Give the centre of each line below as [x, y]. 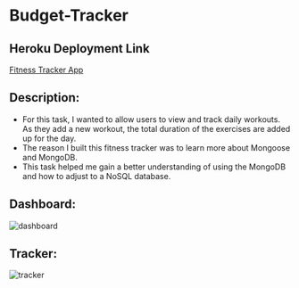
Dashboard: [42, 205]
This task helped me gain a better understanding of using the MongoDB [154, 167]
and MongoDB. [50, 157]
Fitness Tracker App [46, 70]
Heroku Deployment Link [79, 49]
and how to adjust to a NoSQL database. [96, 176]
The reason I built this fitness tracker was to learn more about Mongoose [156, 147]
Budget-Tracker [69, 16]
